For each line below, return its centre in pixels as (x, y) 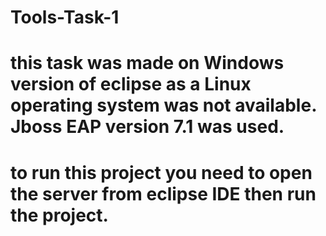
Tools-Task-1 (65, 17)
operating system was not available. (163, 105)
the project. (59, 215)
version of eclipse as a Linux (131, 84)
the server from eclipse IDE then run (163, 193)
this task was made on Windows (147, 63)
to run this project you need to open (161, 172)
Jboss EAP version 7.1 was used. (147, 127)
